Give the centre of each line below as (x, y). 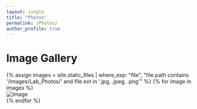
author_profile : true (33, 29)
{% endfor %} (23, 101)
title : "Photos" (27, 17)
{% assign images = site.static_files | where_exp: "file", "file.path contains (98, 75)
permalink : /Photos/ (32, 23)
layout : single (25, 12)
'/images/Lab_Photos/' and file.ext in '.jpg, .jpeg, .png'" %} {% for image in (99, 81)
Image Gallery (42, 58)
